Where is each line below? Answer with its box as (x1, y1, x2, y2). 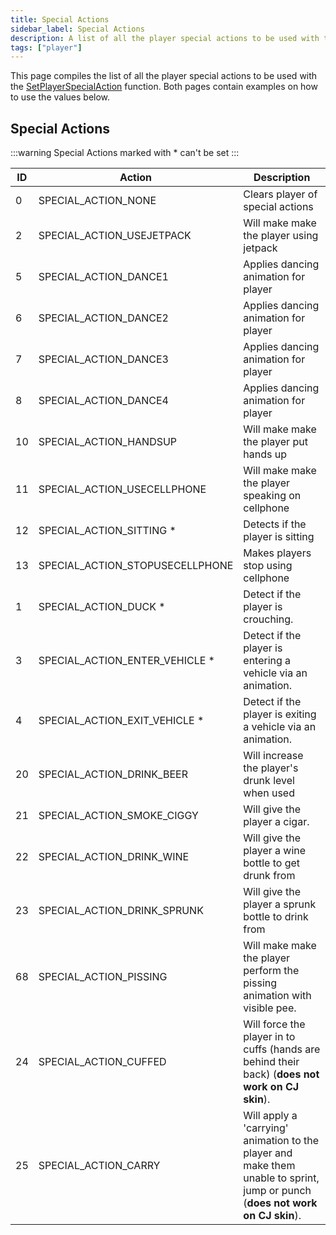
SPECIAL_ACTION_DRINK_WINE (38, 850, 190, 864)
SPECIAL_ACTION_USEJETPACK (38, 229, 192, 243)
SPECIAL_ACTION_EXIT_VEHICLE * (38, 714, 205, 728)
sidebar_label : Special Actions (10, 24, 145, 34)
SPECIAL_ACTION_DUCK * (38, 600, 166, 614)
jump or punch (243, 1184, 312, 1198)
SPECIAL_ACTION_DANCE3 (38, 352, 169, 366)
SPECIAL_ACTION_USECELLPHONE (38, 482, 207, 496)
